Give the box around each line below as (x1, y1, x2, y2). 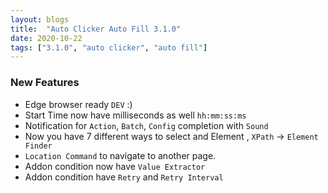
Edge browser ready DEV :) (24, 98, 133, 110)
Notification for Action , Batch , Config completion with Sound (24, 119, 269, 131)
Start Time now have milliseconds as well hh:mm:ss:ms (24, 109, 247, 121)
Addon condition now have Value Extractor (24, 160, 206, 172)
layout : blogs (10, 14, 70, 25)
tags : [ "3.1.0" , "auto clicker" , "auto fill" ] (10, 42, 208, 53)
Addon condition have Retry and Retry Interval (24, 171, 224, 183)
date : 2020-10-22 (10, 33, 83, 43)
